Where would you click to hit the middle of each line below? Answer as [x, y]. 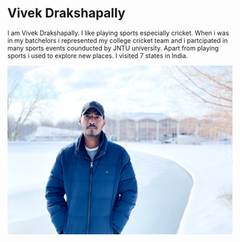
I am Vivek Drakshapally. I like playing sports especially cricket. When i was [119, 33]
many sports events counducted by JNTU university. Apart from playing [113, 48]
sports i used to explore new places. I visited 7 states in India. [97, 56]
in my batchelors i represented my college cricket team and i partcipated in [118, 40]
